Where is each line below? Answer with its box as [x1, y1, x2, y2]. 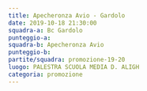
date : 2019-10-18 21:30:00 [8, 19, 97, 27]
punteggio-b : [8, 48, 51, 56]
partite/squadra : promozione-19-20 [8, 56, 126, 64]
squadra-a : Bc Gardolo [8, 26, 83, 34]
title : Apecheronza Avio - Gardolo [8, 11, 126, 20]
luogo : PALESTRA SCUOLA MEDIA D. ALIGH [8, 63, 140, 71]
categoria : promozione [8, 70, 83, 78]
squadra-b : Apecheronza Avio [8, 41, 104, 49]
